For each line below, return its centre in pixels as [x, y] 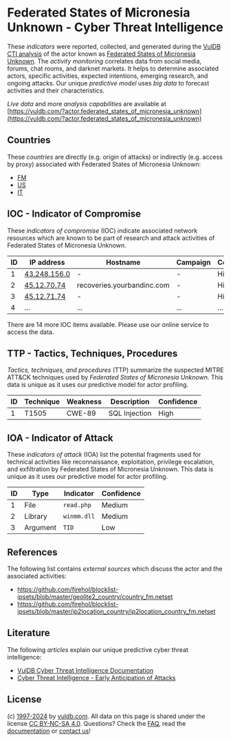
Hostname [123, 262]
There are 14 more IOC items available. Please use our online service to [108, 324]
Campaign [194, 262]
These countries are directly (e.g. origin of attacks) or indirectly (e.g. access [115, 157]
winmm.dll [79, 516]
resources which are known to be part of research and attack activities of [111, 238]
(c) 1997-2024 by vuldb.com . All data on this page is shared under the [106, 716]
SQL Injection [130, 413]
